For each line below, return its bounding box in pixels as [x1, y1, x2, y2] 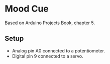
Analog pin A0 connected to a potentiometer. [12, 47, 105, 53]
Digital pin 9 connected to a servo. [12, 53, 83, 59]
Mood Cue [5, 3, 49, 15]
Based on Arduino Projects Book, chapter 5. [5, 20, 95, 26]
